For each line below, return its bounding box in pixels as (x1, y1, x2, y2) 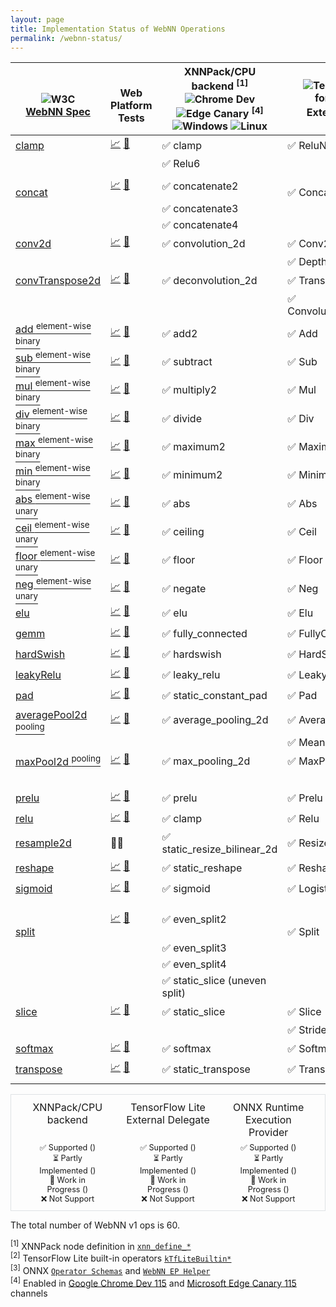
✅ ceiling (161, 524, 205, 538)
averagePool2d (15, 708, 88, 722)
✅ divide (161, 411, 202, 425)
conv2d (15, 236, 52, 250)
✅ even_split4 (161, 957, 227, 971)
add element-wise (15, 321, 92, 336)
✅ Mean (287, 736, 326, 750)
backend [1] (191, 77, 249, 93)
